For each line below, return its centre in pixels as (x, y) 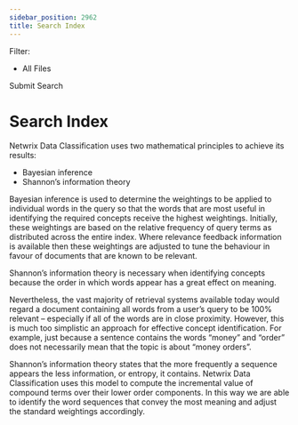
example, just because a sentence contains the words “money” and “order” (147, 338)
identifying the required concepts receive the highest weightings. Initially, (144, 218)
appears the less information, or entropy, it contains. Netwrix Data (130, 373)
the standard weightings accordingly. (77, 412)
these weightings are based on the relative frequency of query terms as (141, 228)
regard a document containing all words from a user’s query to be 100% (141, 309)
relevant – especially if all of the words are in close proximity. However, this (147, 319)
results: (23, 156)
